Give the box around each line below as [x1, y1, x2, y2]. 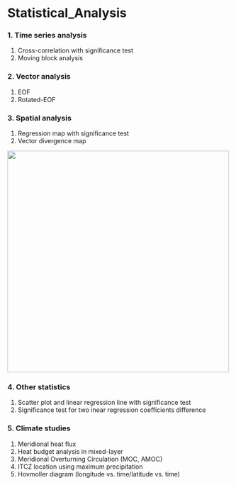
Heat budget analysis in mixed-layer [17, 447, 123, 455]
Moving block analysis [17, 54, 84, 62]
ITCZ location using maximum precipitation [17, 462, 143, 471]
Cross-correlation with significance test [17, 46, 133, 55]
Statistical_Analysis [7, 5, 128, 21]
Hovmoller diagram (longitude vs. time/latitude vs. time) [17, 469, 181, 478]
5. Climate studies [7, 423, 71, 433]
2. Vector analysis [7, 72, 71, 82]
